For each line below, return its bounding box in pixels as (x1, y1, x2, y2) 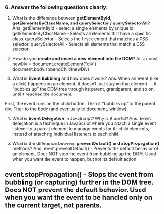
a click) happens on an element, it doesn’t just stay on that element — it (12, 81, 157, 87)
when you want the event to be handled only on (5, 193, 153, 202)
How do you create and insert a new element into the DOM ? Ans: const (12, 56, 158, 62)
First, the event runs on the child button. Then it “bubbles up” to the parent (5, 101, 156, 107)
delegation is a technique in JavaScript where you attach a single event (12, 120, 156, 126)
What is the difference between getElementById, (12, 15, 112, 21)
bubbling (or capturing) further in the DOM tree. (5, 178, 154, 186)
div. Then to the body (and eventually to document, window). (5, 106, 128, 112)
